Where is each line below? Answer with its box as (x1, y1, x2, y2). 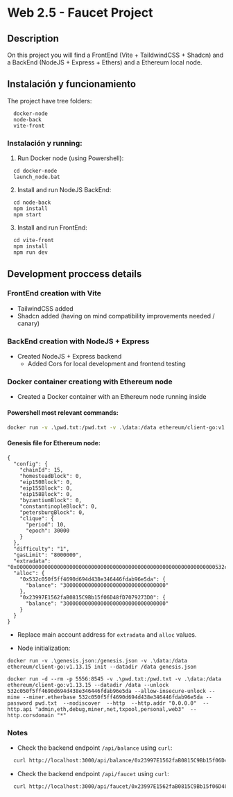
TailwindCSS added (17, 304, 74, 313)
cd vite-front (13, 237, 54, 244)
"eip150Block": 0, (19, 479, 73, 486)
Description (7, 33, 59, 44)
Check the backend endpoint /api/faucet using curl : (17, 769, 170, 778)
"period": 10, (25, 521, 67, 528)
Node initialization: (17, 644, 71, 652)
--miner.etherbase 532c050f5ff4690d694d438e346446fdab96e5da (22, 694, 203, 701)
